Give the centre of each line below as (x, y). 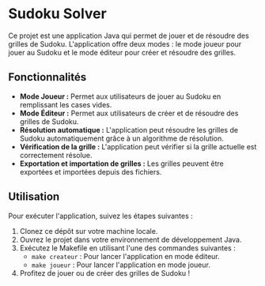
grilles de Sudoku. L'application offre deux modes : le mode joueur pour (125, 43)
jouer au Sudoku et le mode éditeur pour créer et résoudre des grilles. (122, 52)
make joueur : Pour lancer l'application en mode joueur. (121, 265)
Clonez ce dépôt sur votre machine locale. (89, 231)
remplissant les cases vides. (66, 104)
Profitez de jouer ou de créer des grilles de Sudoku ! (105, 273)
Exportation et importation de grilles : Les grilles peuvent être (121, 164)
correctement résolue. (56, 155)
